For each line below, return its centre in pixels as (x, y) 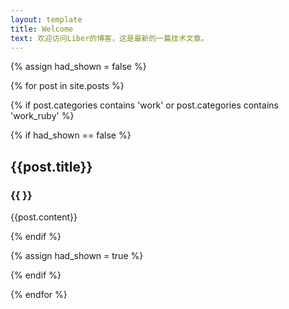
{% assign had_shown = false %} (78, 67)
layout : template (46, 19)
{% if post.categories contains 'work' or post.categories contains (144, 105)
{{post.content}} (44, 217)
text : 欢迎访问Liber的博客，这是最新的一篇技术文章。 (109, 38)
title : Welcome (42, 29)
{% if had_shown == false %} (71, 135)
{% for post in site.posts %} (67, 86)
